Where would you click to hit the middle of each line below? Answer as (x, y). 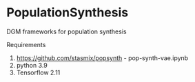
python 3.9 (32, 65)
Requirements (26, 44)
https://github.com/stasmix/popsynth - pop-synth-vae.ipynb (102, 58)
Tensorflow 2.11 (38, 72)
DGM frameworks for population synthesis (66, 31)
